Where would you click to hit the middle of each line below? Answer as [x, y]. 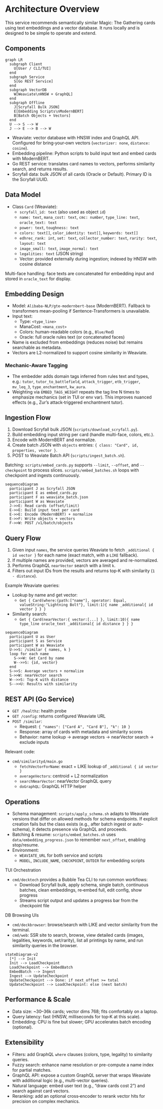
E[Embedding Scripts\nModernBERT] [49, 111]
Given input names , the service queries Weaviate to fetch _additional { [83, 550]
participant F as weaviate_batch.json [49, 497]
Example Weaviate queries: [32, 585]
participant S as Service [36, 641]
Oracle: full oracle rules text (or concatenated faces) [72, 337]
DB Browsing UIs [22, 915]
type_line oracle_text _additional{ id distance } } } [76, 624]
